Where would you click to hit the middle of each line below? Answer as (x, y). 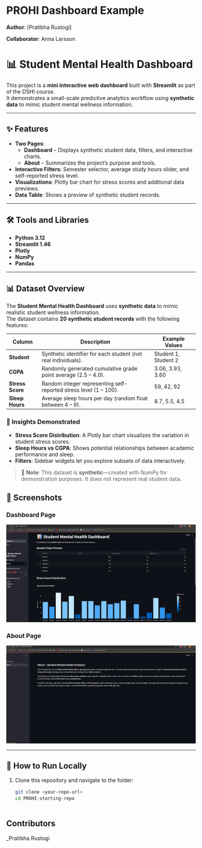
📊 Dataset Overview (46, 288)
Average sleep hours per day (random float (95, 398)
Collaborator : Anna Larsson (41, 39)
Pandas (25, 263)
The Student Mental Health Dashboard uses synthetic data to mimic (92, 306)
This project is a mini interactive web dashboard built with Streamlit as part (101, 85)
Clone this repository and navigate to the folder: (74, 780)
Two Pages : (30, 143)
